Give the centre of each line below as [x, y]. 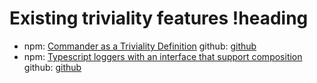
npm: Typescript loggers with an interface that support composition [163, 56]
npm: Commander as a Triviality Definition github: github [140, 46]
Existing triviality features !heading [159, 18]
